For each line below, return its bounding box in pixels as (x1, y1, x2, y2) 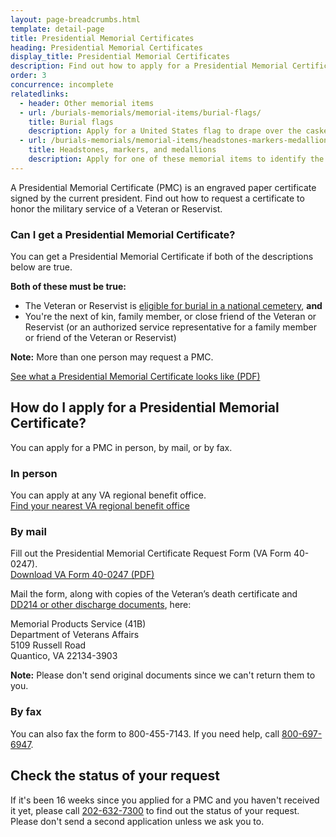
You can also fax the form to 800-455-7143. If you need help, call (10, 727, 280, 740)
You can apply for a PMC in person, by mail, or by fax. (10, 441, 233, 453)
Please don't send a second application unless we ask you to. (10, 815, 265, 827)
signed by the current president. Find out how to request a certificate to (10, 192, 305, 204)
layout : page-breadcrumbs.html (10, 14, 141, 25)
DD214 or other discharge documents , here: (10, 599, 192, 611)
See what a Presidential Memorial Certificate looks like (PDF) (10, 371, 261, 383)
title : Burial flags (28, 117, 114, 127)
